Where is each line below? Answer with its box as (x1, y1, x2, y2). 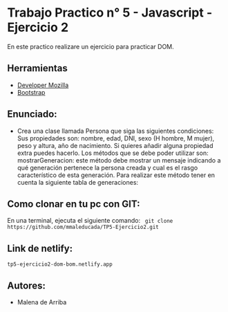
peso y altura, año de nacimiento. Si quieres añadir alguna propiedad (17, 141, 213, 149)
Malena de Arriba (17, 298, 67, 306)
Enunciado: (7, 109, 57, 120)
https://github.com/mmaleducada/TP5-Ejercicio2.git (7, 223, 159, 231)
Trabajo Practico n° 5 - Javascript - (7, 5, 213, 21)
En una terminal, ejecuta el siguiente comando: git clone (7, 217, 173, 225)
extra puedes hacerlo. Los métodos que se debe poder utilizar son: (17, 149, 209, 157)
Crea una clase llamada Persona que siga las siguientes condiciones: (17, 127, 214, 135)
